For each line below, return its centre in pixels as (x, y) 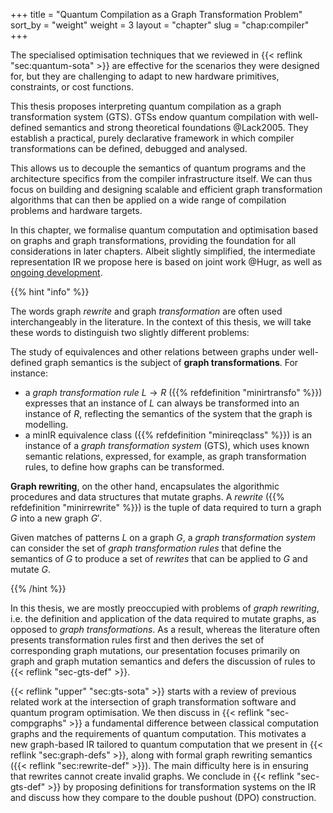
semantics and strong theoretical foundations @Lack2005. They (176, 127)
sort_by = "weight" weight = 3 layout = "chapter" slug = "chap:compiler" (160, 25)
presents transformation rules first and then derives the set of (137, 640)
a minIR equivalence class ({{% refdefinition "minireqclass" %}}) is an (168, 435)
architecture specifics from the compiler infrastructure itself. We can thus (161, 178)
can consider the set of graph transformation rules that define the (146, 548)
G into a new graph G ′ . (56, 518)
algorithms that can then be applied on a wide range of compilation (148, 200)
